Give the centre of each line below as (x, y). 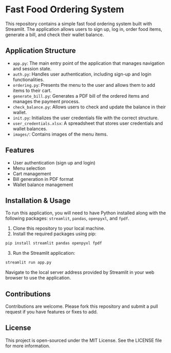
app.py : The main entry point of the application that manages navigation (89, 63)
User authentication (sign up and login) (54, 162)
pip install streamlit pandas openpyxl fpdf (54, 243)
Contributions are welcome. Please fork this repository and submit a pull (82, 306)
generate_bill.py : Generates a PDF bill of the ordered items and (81, 96)
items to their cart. (32, 90)
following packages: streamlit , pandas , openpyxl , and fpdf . (67, 218)
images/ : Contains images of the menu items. (60, 134)
